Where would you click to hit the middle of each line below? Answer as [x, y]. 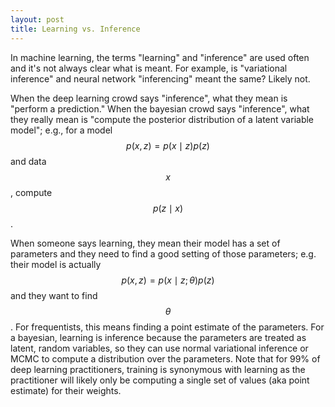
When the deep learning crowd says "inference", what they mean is [149, 98]
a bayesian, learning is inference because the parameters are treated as [158, 337]
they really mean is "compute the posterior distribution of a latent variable [162, 119]
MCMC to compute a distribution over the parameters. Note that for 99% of [165, 358]
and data [28, 161]
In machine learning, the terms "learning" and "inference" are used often [160, 57]
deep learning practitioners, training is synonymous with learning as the [158, 369]
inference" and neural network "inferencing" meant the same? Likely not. [160, 78]
